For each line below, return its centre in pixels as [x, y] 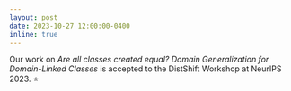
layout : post [34, 17]
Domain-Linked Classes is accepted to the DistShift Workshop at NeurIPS [145, 69]
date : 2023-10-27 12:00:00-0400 [70, 26]
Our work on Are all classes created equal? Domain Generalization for [139, 60]
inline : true [34, 34]
